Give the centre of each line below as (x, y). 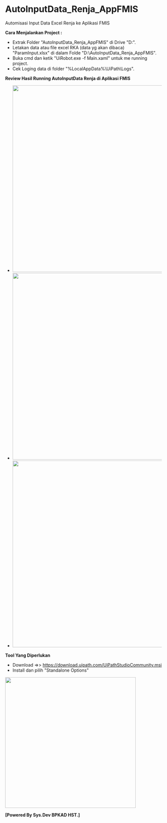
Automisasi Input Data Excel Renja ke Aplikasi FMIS (58, 23)
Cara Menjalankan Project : (34, 32)
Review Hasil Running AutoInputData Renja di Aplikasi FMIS (68, 78)
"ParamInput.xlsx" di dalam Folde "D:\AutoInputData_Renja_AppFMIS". (84, 53)
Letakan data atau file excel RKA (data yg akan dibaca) (68, 47)
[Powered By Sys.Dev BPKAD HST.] (43, 815)
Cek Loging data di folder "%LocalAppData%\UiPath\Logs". (73, 69)
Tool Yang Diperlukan (28, 655)
